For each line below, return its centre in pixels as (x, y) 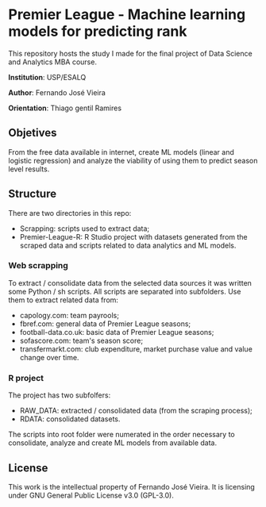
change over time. (49, 357)
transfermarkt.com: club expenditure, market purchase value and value (136, 349)
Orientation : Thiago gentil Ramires (65, 108)
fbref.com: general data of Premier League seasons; (105, 324)
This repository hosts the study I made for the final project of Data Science (130, 53)
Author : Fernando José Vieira (57, 92)
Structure (33, 194)
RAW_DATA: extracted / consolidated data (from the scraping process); (136, 411)
